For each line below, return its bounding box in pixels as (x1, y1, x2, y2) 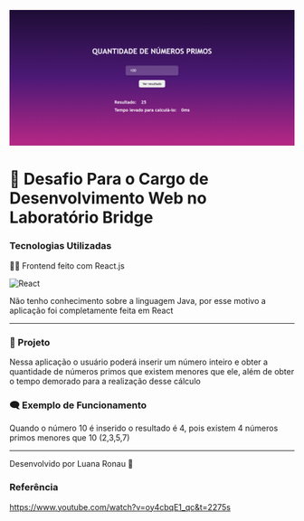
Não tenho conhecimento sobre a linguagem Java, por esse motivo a (9, 295, 267, 306)
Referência (9, 481, 59, 494)
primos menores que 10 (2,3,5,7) (9, 432, 130, 443)
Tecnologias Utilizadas (9, 240, 112, 252)
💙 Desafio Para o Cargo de (9, 169, 209, 190)
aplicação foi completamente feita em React (9, 305, 174, 316)
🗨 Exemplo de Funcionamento (9, 399, 147, 412)
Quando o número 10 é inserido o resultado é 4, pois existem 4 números (9, 422, 279, 434)
